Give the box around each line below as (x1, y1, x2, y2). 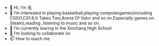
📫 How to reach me (9, 36, 50, 41)
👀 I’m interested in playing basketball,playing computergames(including (9, 10, 153, 16)
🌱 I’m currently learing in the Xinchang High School (9, 25, 112, 31)
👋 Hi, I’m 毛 (9, 5, 32, 10)
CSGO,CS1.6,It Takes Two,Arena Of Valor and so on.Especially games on (9, 15, 154, 21)
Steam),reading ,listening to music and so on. (9, 20, 100, 26)
